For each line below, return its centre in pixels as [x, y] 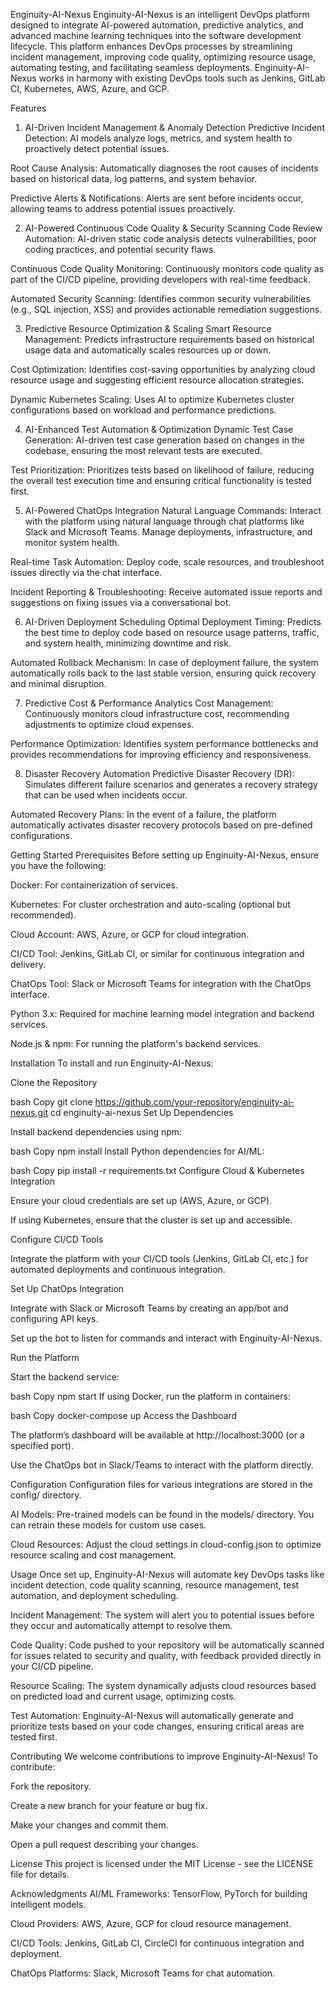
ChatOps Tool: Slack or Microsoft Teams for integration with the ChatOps [161, 983]
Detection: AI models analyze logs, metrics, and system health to [158, 138]
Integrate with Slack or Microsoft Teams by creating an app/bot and [149, 1308]
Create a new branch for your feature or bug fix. [109, 1805]
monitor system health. [72, 542]
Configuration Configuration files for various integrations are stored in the [161, 1484]
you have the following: [58, 865]
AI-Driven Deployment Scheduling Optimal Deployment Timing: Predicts [173, 622]
